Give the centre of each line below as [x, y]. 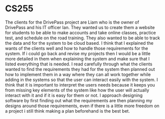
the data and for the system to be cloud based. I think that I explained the [79, 43]
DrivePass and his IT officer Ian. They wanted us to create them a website [80, 27]
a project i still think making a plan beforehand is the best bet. [67, 111]
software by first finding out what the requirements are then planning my [79, 100]
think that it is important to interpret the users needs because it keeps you [80, 85]
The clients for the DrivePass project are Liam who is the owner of [72, 22]
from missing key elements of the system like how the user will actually [77, 90]
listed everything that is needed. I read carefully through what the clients [79, 64]
